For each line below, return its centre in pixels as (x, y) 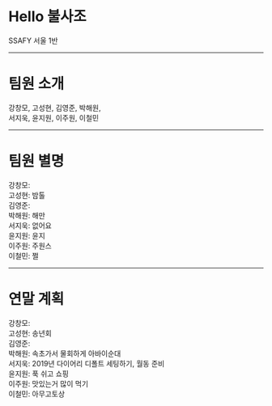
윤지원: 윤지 (27, 235)
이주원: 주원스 (30, 245)
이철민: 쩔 (23, 256)
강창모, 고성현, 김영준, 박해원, (55, 108)
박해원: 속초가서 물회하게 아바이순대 (65, 353)
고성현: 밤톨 (27, 195)
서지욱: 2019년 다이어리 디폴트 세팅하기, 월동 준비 (87, 363)
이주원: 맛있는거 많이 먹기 (49, 383)
